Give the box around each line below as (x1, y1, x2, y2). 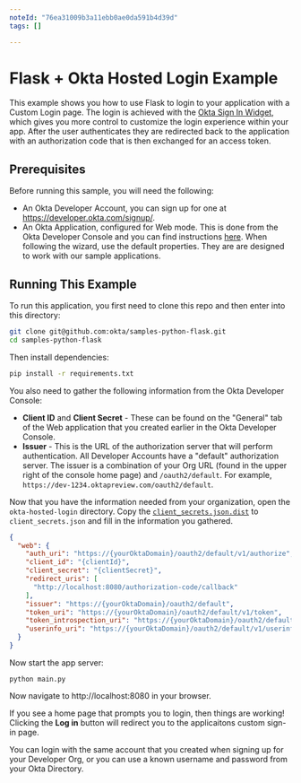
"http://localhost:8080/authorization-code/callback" (32, 582, 239, 592)
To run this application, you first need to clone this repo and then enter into (9, 300, 286, 311)
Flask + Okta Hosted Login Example (9, 68, 279, 88)
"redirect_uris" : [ (25, 575, 99, 584)
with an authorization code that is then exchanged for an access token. (9, 135, 271, 146)
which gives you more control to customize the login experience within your (9, 117, 289, 127)
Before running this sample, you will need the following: (9, 186, 214, 196)
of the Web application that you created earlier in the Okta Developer (21, 422, 277, 432)
